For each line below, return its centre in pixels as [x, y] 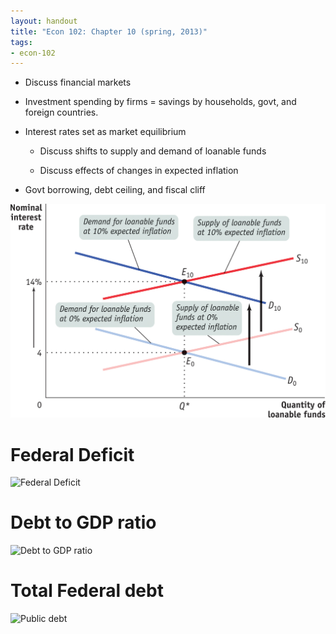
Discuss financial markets [78, 82]
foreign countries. [61, 112]
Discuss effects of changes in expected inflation [139, 171]
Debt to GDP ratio [83, 522]
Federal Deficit [72, 454]
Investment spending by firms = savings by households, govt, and [160, 102]
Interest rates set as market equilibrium [105, 132]
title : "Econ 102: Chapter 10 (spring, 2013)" [109, 31]
